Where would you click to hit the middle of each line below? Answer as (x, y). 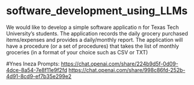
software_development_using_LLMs (97, 11)
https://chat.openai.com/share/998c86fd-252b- (127, 70)
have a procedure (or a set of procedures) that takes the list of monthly (93, 46)
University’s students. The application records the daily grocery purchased (97, 33)
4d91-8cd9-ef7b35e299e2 (39, 76)
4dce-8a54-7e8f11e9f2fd (37, 70)
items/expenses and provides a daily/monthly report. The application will (95, 40)
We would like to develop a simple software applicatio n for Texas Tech (93, 27)
